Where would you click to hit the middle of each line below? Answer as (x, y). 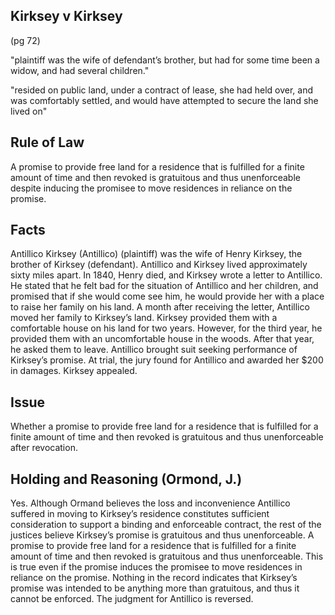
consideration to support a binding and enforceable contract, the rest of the (166, 525)
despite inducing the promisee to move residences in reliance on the (151, 188)
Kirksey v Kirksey (66, 16)
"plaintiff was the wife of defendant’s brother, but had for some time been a (165, 60)
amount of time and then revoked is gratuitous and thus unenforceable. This (167, 556)
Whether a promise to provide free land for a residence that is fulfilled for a (164, 426)
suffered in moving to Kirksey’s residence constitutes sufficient (140, 514)
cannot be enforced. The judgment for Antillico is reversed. (132, 599)
